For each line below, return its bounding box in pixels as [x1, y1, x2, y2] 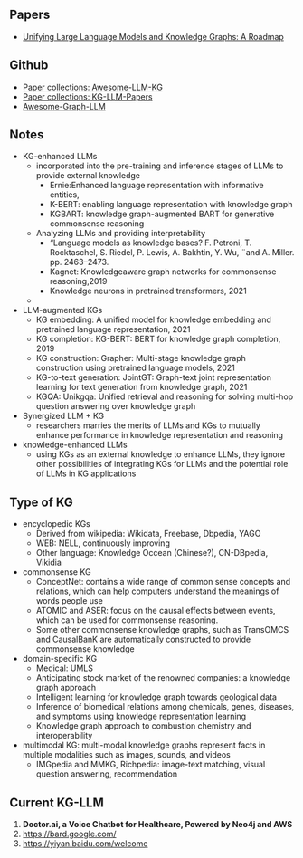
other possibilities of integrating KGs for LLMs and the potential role [35, 459, 289, 470]
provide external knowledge [35, 170, 141, 181]
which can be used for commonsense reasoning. [35, 615, 219, 625]
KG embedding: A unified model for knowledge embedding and [35, 314, 271, 325]
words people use [35, 596, 104, 606]
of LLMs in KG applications [35, 468, 137, 479]
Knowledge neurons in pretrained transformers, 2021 [49, 285, 247, 297]
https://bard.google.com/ [22, 828, 117, 840]
